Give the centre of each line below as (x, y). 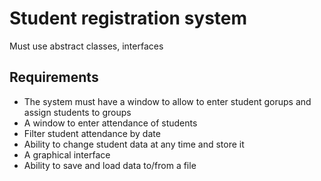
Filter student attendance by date (92, 133)
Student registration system (128, 18)
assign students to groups (77, 112)
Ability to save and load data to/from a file (110, 165)
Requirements (54, 77)
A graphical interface (67, 154)
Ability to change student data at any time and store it (134, 144)
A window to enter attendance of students (110, 123)
